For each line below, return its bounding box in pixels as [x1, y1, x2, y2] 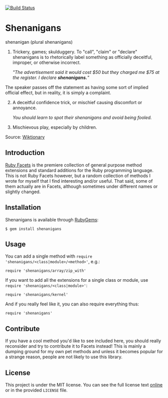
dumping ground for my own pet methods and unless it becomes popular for [5, 349, 163, 355]
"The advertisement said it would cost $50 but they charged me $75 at [12, 69, 159, 75]
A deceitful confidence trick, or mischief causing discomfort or [12, 99, 142, 105]
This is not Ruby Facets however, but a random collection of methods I [5, 173, 151, 179]
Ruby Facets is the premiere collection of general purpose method [5, 162, 142, 168]
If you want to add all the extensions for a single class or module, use [5, 277, 148, 283]
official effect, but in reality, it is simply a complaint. [5, 90, 111, 96]
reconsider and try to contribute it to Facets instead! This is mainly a [5, 343, 146, 349]
